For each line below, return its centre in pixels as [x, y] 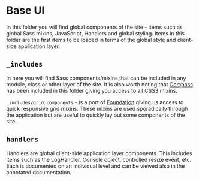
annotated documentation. [39, 172]
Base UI [25, 10]
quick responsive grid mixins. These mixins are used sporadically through [97, 108]
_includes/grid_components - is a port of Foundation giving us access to [95, 102]
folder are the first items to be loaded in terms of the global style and [91, 40]
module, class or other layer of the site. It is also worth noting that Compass [100, 84]
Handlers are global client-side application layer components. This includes [99, 153]
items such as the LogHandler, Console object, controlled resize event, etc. [99, 159]
